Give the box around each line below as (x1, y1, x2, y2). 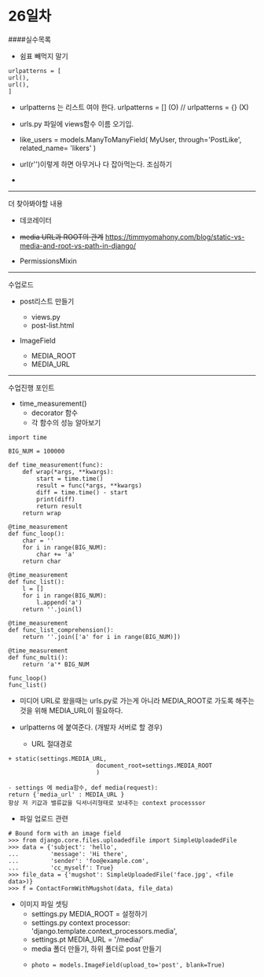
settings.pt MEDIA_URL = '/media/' (31, 935, 144, 944)
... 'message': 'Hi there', (8, 850, 128, 858)
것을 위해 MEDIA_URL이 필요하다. (19, 705, 123, 715)
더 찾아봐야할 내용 (8, 198, 63, 208)
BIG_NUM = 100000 (8, 447, 65, 455)
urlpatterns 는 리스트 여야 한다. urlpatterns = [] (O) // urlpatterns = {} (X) (19, 102, 249, 112)
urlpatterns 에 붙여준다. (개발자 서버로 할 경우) (19, 722, 163, 732)
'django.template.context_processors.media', (31, 926, 178, 935)
